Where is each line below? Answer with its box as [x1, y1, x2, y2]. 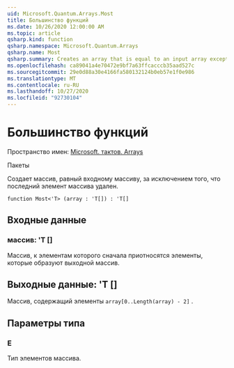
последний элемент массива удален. [7, 182, 118, 190]
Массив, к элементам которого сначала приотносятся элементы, [7, 251, 203, 259]
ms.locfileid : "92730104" [7, 95, 82, 102]
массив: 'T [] [7, 235, 53, 245]
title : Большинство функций [7, 17, 89, 24]
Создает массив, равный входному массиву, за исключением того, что [7, 174, 221, 183]
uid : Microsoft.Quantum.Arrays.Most [7, 10, 114, 17]
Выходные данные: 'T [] [7, 279, 118, 291]
